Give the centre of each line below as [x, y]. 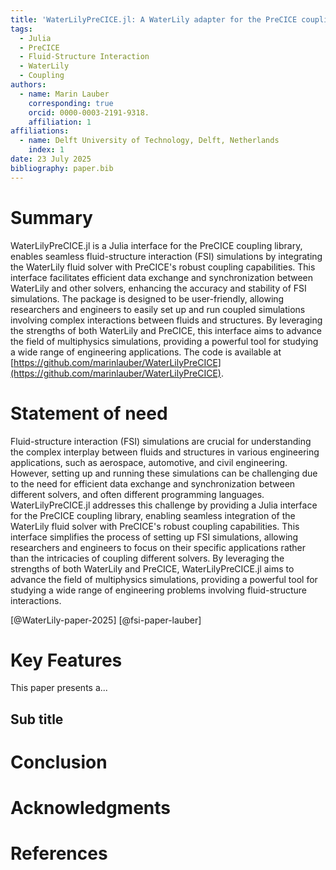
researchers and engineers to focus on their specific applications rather [158, 547]
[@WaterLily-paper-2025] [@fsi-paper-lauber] [106, 620]
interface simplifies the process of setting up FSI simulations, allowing [154, 537]
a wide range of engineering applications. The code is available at [146, 352]
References [59, 853]
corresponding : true [71, 103]
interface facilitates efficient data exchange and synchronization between [162, 277]
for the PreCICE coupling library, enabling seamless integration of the [153, 515]
